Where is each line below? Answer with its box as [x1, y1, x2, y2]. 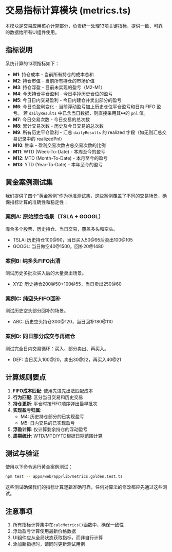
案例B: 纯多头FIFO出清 [5, 257, 61, 264]
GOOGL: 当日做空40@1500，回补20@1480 [12, 243, 104, 249]
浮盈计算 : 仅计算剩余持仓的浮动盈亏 [12, 426, 88, 433]
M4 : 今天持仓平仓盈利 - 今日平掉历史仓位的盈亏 [12, 91, 113, 97]
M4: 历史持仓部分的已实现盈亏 [20, 413, 85, 420]
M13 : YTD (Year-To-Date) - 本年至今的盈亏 [12, 161, 103, 167]
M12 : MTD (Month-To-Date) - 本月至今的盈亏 [12, 155, 108, 161]
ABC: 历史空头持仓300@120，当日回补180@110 [12, 319, 113, 325]
